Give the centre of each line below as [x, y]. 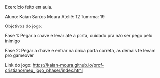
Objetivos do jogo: [24, 26]
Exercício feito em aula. [29, 7]
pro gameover [19, 55]
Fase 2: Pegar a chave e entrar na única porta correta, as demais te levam [80, 50]
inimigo [13, 41]
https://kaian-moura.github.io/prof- [68, 65]
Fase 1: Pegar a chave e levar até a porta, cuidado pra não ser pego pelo [79, 36]
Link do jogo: [18, 65]
